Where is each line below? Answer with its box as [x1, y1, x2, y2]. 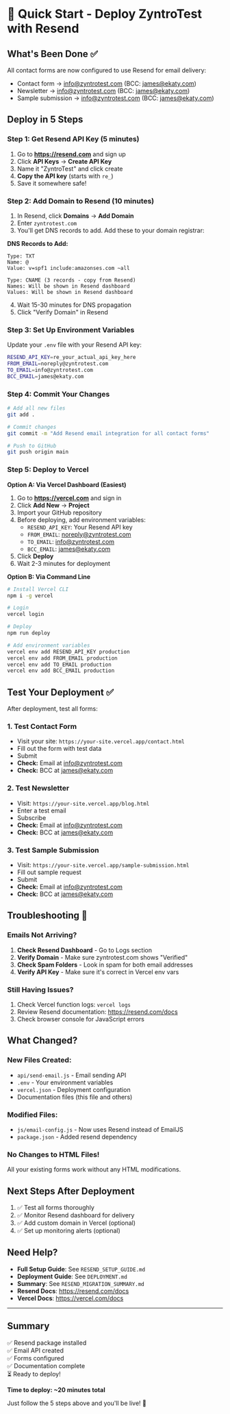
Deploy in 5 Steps [7, 114, 84, 125]
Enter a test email [16, 806, 66, 815]
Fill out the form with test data [16, 745, 102, 753]
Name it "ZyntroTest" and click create [16, 164, 123, 173]
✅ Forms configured [7, 1354, 64, 1362]
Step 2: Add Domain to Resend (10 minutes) [7, 196, 155, 206]
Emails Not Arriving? [7, 930, 77, 940]
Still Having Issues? [7, 984, 74, 994]
